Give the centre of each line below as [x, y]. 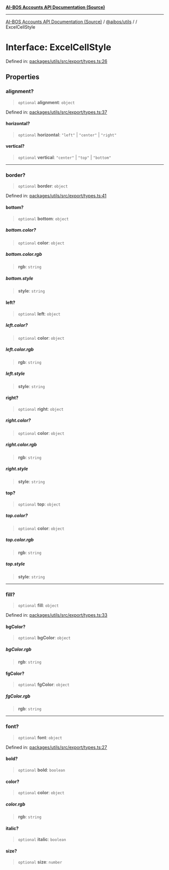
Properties [23, 77]
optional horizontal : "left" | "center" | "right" [67, 135]
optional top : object [39, 504]
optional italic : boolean [42, 839]
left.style [15, 373]
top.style [15, 564]
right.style [17, 469]
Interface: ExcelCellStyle [59, 47]
